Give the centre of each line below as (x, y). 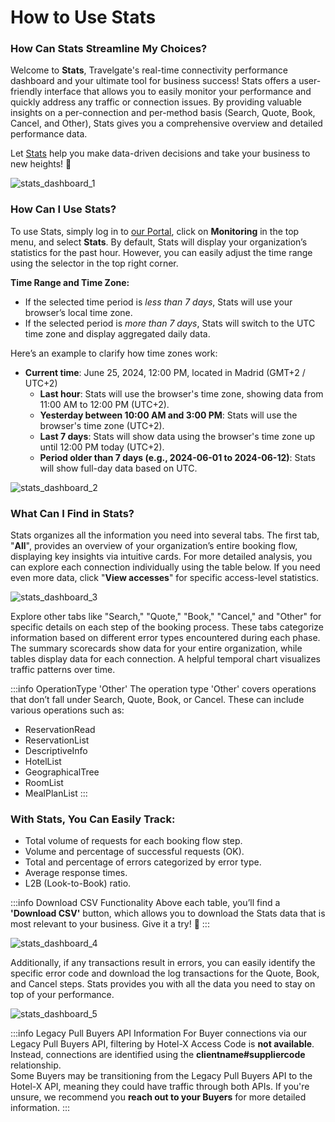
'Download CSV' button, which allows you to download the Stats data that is (168, 913)
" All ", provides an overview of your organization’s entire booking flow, (154, 546)
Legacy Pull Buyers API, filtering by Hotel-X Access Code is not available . (162, 1044)
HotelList (43, 762)
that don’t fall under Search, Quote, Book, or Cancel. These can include (157, 700)
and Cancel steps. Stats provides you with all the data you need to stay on (163, 984)
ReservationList (57, 740)
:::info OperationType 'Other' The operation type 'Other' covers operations (163, 689)
